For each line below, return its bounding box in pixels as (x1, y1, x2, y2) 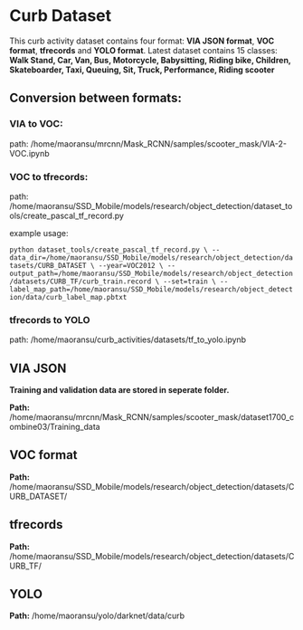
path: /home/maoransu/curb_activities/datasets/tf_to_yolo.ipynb (9, 334, 247, 345)
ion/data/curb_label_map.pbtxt (9, 292, 128, 301)
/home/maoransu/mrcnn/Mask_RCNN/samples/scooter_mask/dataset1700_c (9, 412, 295, 423)
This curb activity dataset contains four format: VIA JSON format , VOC (9, 35, 275, 46)
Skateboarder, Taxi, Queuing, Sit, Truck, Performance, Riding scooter (9, 64, 275, 75)
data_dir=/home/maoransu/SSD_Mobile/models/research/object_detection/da (9, 253, 294, 262)
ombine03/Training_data (9, 422, 101, 433)
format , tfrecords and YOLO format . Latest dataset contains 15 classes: (9, 44, 278, 55)
